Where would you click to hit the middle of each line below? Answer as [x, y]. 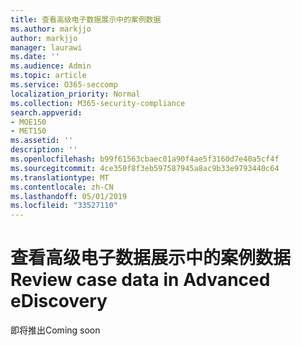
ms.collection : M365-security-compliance [98, 103]
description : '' [44, 150]
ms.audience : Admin [51, 66]
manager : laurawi [46, 47]
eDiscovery [59, 301]
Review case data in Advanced [140, 280]
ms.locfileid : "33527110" [64, 206]
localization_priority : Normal [75, 94]
